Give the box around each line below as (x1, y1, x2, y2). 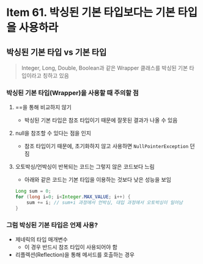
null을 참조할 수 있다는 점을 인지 (15, 129, 92, 137)
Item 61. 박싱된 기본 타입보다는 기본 (6, 5, 175, 20)
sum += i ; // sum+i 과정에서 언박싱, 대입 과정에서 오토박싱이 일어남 (26, 199, 183, 206)
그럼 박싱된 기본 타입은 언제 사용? (6, 221, 98, 229)
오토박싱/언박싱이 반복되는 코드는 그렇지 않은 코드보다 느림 (15, 163, 155, 171)
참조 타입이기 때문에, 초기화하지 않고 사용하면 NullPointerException (24, 143, 189, 150)
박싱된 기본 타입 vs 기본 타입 (6, 47, 107, 57)
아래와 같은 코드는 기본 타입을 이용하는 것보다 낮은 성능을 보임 (24, 176, 171, 184)
